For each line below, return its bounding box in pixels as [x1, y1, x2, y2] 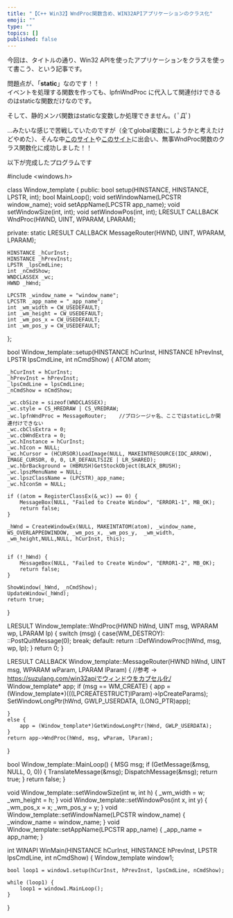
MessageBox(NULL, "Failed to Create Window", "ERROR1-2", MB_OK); [19, 560, 216, 567]
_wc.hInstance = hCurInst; [7, 438, 85, 445]
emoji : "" [7, 17, 36, 24]
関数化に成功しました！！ [19, 144, 92, 152]
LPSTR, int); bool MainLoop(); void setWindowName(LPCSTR [7, 193, 182, 201]
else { [7, 717, 26, 724]
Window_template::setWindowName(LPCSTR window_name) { [7, 810, 186, 819]
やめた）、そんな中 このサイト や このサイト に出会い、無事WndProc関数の [12, 135, 219, 143]
